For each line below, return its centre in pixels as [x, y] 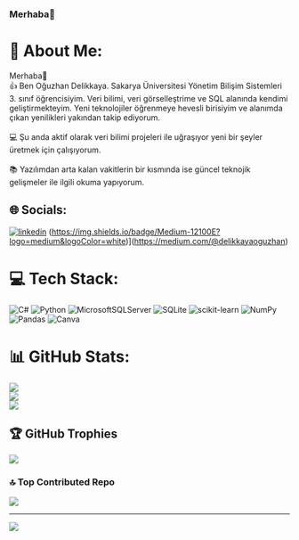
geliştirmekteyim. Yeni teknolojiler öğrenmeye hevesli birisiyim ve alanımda [146, 108]
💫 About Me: [56, 51]
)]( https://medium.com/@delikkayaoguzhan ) [207, 241]
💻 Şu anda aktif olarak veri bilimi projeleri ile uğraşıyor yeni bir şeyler [136, 136]
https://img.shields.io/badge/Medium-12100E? [136, 232]
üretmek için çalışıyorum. [55, 150]
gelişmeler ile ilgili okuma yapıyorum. [77, 182]
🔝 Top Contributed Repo [62, 482]
